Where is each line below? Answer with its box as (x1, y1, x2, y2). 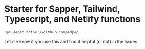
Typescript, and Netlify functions (4, 14, 141, 25)
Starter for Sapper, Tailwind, (4, 3, 120, 15)
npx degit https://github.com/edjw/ (4, 30, 78, 34)
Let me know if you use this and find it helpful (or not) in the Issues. (4, 38, 139, 44)
